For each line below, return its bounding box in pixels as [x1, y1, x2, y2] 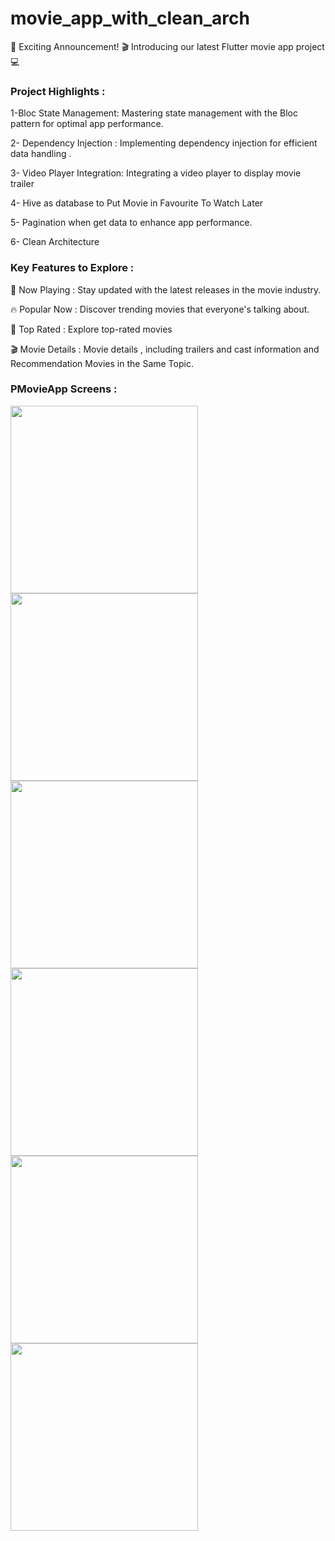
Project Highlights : [10, 84, 106, 98]
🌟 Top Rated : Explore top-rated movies [10, 323, 173, 335]
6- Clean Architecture [10, 236, 100, 248]
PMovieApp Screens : [10, 382, 118, 396]
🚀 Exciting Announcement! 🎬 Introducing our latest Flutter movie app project [10, 40, 325, 52]
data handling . [10, 148, 72, 160]
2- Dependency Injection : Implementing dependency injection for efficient [10, 137, 318, 149]
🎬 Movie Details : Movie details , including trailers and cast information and [10, 343, 320, 355]
